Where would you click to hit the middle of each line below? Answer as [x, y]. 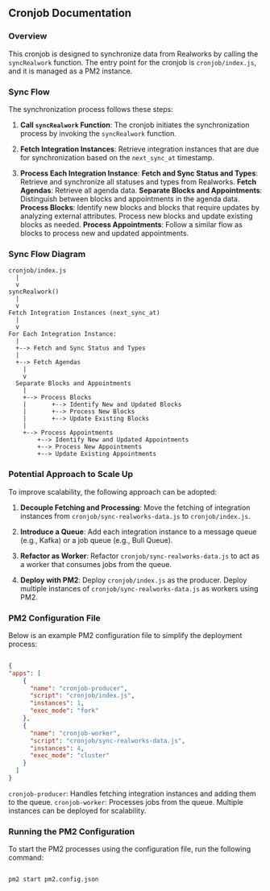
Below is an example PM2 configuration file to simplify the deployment [125, 635]
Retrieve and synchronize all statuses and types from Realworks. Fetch [138, 181]
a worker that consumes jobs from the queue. [96, 564]
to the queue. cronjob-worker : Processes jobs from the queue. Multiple [126, 802]
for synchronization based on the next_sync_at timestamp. [117, 157]
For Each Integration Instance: [62, 334]
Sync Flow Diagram [47, 254]
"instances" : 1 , [57, 703]
